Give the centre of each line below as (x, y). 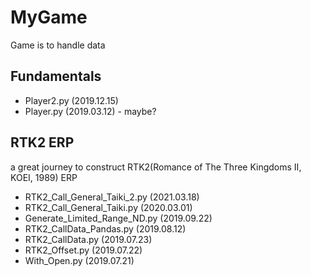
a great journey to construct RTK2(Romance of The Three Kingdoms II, (156, 167)
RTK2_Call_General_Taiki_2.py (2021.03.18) (112, 197)
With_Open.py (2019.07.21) (79, 260)
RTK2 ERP (42, 142)
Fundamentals (56, 76)
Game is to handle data (58, 45)
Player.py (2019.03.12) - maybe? (90, 111)
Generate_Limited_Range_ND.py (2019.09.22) (118, 218)
